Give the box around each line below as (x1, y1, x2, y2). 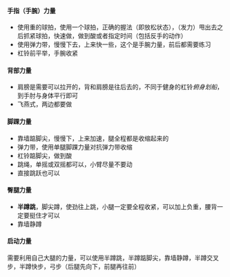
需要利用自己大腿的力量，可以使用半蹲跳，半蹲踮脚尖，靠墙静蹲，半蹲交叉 (7, 253, 219, 262)
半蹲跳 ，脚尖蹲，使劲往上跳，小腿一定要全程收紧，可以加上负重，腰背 (17, 202, 218, 211)
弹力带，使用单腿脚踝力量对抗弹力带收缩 (17, 143, 133, 151)
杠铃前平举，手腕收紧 (17, 49, 78, 57)
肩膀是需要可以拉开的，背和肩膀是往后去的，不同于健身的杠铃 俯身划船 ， (17, 83, 223, 91)
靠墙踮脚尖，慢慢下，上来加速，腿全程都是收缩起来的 (17, 134, 169, 142)
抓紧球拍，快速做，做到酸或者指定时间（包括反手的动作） (23, 32, 187, 40)
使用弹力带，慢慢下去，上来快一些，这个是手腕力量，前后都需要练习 (17, 40, 211, 48)
